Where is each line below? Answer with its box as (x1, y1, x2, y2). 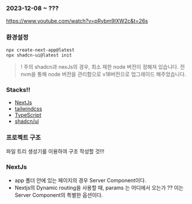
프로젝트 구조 (6, 133, 41, 142)
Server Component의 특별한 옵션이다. (14, 192, 103, 199)
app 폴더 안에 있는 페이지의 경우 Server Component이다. (14, 177, 147, 184)
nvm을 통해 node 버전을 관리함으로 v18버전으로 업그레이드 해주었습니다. (20, 71, 187, 78)
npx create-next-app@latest (6, 47, 75, 53)
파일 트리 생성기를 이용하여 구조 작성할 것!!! (6, 148, 105, 155)
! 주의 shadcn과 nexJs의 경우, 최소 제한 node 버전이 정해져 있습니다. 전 (20, 63, 185, 70)
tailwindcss (14, 105, 42, 112)
